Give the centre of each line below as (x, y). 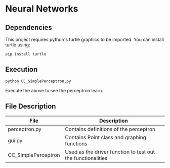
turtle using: (18, 45)
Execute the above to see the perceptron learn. (54, 90)
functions (76, 143)
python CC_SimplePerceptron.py (38, 81)
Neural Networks (42, 9)
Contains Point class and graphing (106, 137)
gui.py (15, 140)
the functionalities (86, 158)
